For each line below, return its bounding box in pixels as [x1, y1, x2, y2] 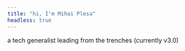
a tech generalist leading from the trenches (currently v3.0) [7, 36, 179, 44]
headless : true [7, 17, 52, 24]
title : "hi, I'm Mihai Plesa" [7, 10, 96, 17]
